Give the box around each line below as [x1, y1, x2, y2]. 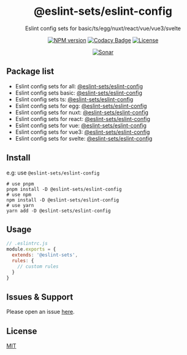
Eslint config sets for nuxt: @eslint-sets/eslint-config [15, 109, 149, 116]
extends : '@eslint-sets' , [12, 252, 78, 259]
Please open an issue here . [6, 308, 75, 316]
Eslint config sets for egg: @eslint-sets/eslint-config [15, 102, 147, 109]
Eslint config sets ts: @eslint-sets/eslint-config [15, 95, 134, 103]
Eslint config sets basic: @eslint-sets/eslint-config [15, 89, 143, 96]
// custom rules [17, 263, 59, 270]
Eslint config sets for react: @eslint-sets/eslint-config [15, 115, 150, 122]
